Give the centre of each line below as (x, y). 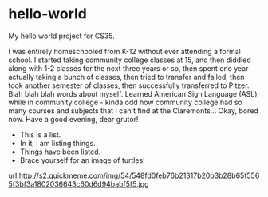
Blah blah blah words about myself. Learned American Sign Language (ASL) (133, 93)
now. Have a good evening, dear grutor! (73, 119)
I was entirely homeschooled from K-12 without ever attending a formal (124, 51)
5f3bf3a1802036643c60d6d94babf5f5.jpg (79, 183)
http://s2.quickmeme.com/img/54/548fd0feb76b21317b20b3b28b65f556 (139, 175)
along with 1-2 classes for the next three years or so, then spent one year (128, 68)
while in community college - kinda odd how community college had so (126, 102)
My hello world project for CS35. (62, 36)
